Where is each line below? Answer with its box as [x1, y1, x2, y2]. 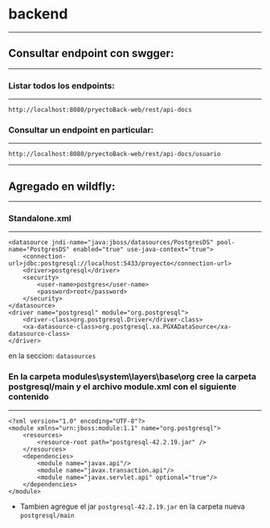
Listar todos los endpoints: [8, 80, 115, 91]
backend [8, 5, 68, 23]
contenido [8, 391, 50, 403]
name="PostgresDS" [8, 246, 70, 254]
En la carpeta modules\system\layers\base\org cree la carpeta [8, 371, 257, 383]
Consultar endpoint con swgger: [8, 47, 174, 60]
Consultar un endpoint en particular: [8, 124, 154, 135]
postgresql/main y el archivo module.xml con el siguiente [8, 381, 237, 392]
